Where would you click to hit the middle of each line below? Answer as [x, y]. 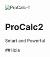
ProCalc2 [24, 27]
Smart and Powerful [25, 40]
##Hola [12, 50]
